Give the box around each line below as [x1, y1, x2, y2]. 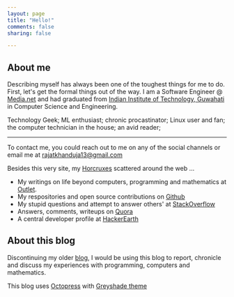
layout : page [7, 10, 45, 17]
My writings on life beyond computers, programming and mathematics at [17, 178, 227, 186]
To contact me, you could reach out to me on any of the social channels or [7, 144, 221, 152]
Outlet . [17, 185, 37, 194]
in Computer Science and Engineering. [7, 102, 118, 111]
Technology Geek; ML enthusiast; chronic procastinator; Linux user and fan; [7, 116, 226, 124]
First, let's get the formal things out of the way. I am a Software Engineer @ [7, 88, 223, 96]
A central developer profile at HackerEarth [17, 215, 139, 223]
